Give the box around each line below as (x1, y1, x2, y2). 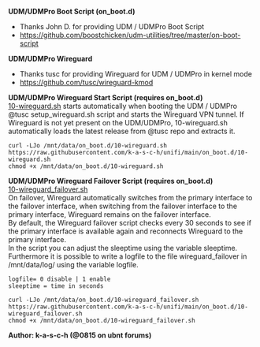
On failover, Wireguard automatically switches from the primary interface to (8, 193, 253, 202)
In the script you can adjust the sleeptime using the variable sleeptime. (8, 244, 238, 252)
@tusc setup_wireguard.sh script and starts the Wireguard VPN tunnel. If (8, 110, 244, 119)
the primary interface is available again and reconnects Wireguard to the (8, 226, 243, 236)
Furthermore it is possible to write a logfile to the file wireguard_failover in (8, 252, 247, 261)
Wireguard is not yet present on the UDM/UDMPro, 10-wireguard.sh (8, 118, 228, 127)
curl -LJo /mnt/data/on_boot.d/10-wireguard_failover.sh (8, 296, 199, 304)
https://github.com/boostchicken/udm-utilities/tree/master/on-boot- (19, 31, 241, 39)
